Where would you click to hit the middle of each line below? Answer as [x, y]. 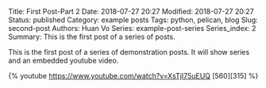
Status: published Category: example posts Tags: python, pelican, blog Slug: [133, 20]
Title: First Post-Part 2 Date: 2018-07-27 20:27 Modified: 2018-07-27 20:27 [131, 11]
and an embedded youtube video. [64, 60]
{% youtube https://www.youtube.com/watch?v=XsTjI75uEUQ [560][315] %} [133, 76]
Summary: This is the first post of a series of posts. [92, 36]
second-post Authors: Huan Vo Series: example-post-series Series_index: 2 [132, 28]
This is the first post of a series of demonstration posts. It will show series [129, 52]
